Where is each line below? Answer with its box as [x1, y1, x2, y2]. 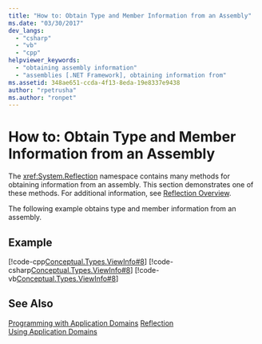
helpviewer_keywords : [8, 57, 81, 65]
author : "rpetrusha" [8, 86, 77, 94]
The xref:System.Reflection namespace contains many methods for [8, 171, 230, 181]
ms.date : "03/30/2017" [8, 19, 84, 27]
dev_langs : [8, 26, 45, 34]
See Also [8, 297, 54, 310]
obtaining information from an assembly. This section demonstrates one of [8, 180, 254, 190]
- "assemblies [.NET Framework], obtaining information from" [15, 71, 227, 79]
